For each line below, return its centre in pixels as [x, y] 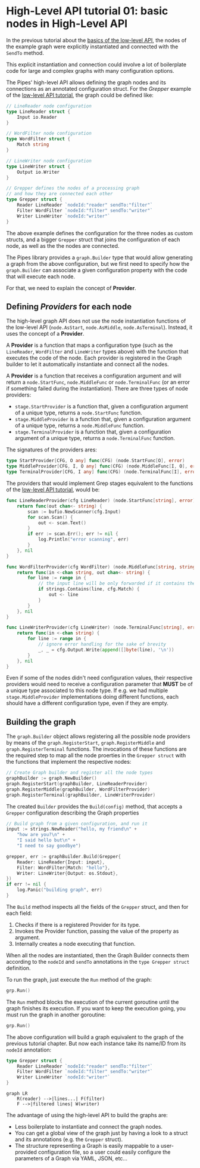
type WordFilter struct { [38, 139]
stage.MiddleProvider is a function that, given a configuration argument [103, 419]
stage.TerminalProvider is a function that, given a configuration [93, 432]
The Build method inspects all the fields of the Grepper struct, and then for [97, 906]
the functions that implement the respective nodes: [69, 762]
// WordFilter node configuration [49, 133]
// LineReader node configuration [49, 106]
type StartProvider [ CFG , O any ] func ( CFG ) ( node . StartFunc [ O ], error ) [96, 461]
